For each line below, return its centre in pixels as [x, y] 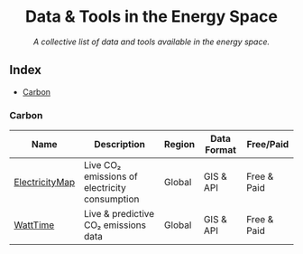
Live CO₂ [103, 165]
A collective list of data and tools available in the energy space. [151, 42]
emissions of [111, 176]
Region [179, 145]
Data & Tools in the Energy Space [151, 17]
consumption [112, 199]
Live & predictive [119, 214]
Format [220, 150]
